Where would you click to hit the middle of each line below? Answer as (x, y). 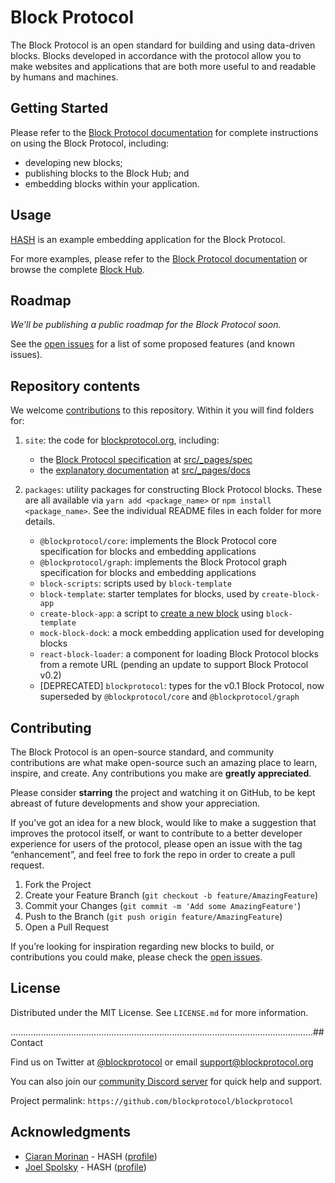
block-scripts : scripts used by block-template (135, 583)
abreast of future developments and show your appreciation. (135, 803)
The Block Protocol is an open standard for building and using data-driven (163, 45)
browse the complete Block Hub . (77, 269)
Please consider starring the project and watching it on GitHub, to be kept (163, 792)
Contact (26, 1042)
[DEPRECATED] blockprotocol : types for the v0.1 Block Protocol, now (182, 686)
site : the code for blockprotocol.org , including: (122, 440)
